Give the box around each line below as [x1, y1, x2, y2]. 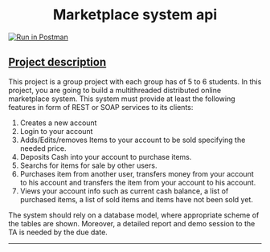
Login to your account [19, 126, 93, 136]
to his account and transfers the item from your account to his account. [19, 177, 256, 187]
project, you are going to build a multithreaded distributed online [8, 85, 222, 95]
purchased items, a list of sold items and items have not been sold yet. [19, 194, 253, 204]
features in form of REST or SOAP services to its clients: [8, 102, 194, 112]
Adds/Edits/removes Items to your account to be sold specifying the [19, 135, 246, 144]
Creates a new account [19, 118, 97, 128]
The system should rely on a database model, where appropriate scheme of [8, 210, 260, 220]
